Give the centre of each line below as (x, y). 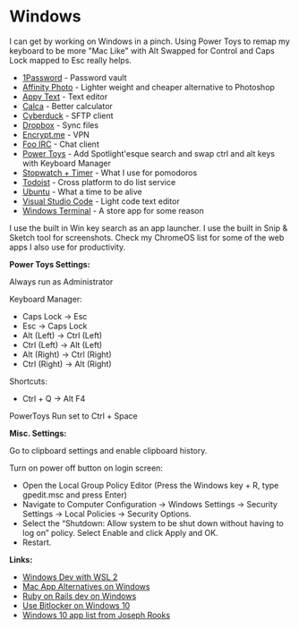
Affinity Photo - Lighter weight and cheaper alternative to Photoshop (149, 87)
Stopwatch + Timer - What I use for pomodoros (110, 173)
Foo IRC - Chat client (61, 144)
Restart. (37, 542)
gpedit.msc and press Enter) (75, 495)
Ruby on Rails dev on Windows (79, 596)
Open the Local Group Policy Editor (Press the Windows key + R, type (150, 485)
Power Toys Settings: (50, 264)
